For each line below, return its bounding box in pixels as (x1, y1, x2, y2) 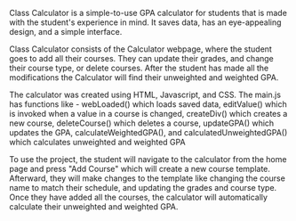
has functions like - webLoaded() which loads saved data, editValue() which (9, 99, 287, 110)
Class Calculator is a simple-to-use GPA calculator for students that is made (9, 8, 287, 18)
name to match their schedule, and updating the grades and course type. (9, 183, 277, 192)
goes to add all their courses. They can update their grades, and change (9, 53, 274, 63)
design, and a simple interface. (9, 27, 123, 37)
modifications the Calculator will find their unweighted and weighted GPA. (9, 72, 279, 83)
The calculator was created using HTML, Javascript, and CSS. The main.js (9, 89, 282, 100)
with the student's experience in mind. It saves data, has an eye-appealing (9, 17, 282, 28)
